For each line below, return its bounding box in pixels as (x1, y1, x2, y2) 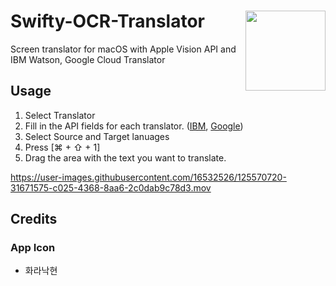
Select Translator (24, 109, 96, 121)
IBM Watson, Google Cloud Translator (10, 53, 166, 65)
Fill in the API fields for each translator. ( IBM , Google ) (24, 120, 244, 132)
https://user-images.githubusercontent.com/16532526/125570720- (10, 171, 287, 183)
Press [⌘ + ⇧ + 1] (24, 141, 101, 153)
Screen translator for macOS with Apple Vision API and (10, 43, 237, 55)
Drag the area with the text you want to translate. (24, 151, 227, 164)
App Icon (10, 241, 56, 255)
